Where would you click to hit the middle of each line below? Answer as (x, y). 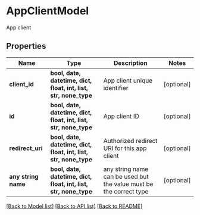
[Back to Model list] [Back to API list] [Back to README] (74, 206)
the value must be (128, 184)
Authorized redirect (130, 141)
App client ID (121, 116)
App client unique (128, 80)
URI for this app (125, 148)
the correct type (126, 191)
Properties (26, 46)
